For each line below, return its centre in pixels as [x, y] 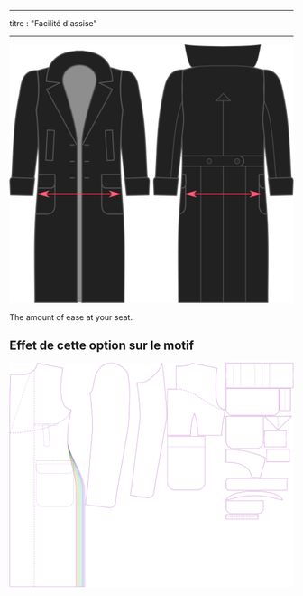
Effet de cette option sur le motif [102, 346]
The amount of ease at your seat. [71, 317]
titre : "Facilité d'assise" [53, 23]
